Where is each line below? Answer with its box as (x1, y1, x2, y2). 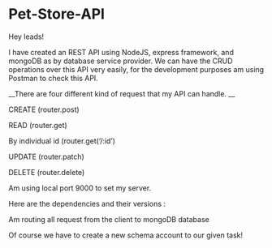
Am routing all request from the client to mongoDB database (8, 214, 209, 224)
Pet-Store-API (8, 5, 106, 24)
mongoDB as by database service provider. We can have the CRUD (8, 56, 233, 66)
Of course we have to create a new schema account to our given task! (8, 230, 244, 240)
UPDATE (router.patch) (8, 152, 85, 161)
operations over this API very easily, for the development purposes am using (8, 64, 265, 74)
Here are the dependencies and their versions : (8, 199, 166, 208)
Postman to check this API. (8, 73, 99, 83)
